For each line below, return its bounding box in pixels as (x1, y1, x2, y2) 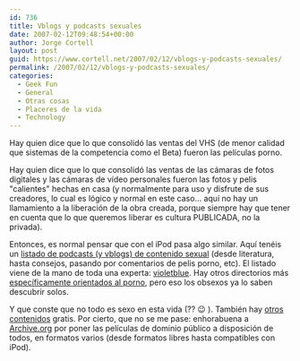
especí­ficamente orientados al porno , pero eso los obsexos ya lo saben (9, 277, 273, 288)
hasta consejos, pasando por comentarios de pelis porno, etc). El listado (9, 258, 277, 269)
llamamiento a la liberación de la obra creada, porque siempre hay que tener (9, 202, 291, 213)
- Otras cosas (17, 96, 70, 106)
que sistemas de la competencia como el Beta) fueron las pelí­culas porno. (9, 147, 283, 158)
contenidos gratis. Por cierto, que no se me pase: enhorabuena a (9, 314, 249, 324)
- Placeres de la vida (17, 105, 102, 114)
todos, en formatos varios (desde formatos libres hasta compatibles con (9, 332, 276, 343)
